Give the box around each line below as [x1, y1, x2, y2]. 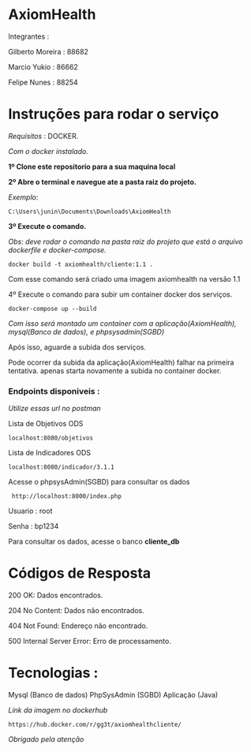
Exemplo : [8, 192, 39, 202]
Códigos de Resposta [8, 564, 152, 582]
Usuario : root [8, 507, 53, 516]
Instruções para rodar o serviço [8, 105, 219, 123]
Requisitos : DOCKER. [8, 131, 79, 140]
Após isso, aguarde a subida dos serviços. [8, 342, 146, 352]
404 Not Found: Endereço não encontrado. [8, 621, 148, 630]
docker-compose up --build [8, 305, 97, 312]
